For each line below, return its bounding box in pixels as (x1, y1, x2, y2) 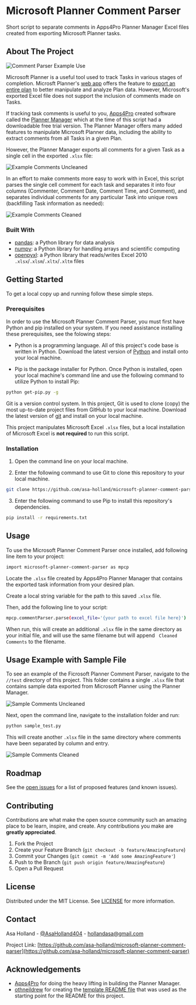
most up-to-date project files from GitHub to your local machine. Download (6, 406, 187, 413)
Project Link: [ (6, 941, 40, 948)
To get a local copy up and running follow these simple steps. (6, 290, 153, 297)
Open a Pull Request (14, 865, 64, 872)
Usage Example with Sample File (6, 655, 127, 665)
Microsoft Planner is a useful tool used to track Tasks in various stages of (6, 73, 183, 80)
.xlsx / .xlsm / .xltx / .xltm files (14, 258, 85, 265)
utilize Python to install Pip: (14, 378, 80, 385)
